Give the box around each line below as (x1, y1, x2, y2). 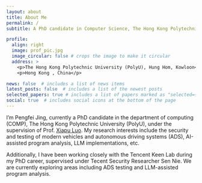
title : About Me (6, 14, 47, 20)
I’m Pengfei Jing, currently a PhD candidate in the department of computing (6, 113, 194, 121)
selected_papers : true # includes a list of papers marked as (6, 92, 165, 98)
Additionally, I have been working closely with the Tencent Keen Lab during (6, 151, 192, 158)
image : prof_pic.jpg (11, 47, 63, 54)
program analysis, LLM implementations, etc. (28, 139, 139, 146)
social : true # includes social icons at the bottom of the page (6, 97, 176, 104)
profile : (6, 37, 28, 43)
